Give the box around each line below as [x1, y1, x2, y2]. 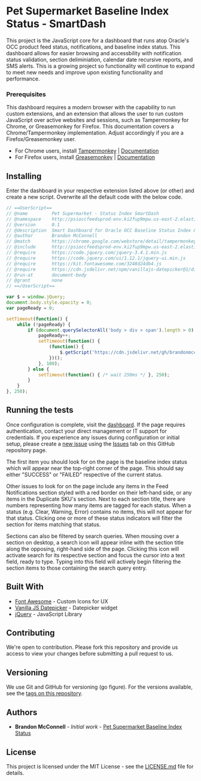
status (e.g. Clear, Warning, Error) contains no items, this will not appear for [6, 508, 193, 515]
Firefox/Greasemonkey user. [6, 136, 76, 143]
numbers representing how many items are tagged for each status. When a [6, 501, 191, 508]
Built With [6, 582, 44, 592]
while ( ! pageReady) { [17, 321, 71, 328]
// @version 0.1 [6, 222, 60, 228]
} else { [28, 366, 50, 372]
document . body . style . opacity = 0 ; [6, 300, 93, 306]
